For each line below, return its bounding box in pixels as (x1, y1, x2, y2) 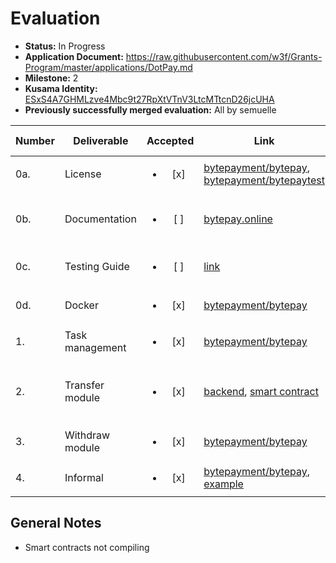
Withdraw (64, 428, 111, 442)
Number (15, 133, 55, 147)
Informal (64, 470, 104, 484)
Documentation (64, 212, 137, 226)
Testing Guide (64, 259, 130, 273)
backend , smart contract (203, 384, 319, 398)
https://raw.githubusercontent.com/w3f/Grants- (125, 50, 323, 62)
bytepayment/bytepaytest (203, 173, 325, 187)
